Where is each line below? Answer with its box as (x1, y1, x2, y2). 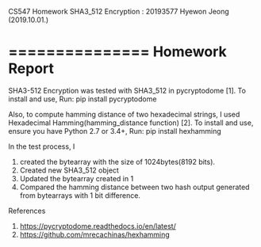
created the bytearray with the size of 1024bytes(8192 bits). (19, 157, 216, 166)
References (8, 206, 46, 215)
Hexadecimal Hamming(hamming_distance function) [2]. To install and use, (8, 118, 254, 127)
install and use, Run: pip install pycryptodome (8, 94, 157, 104)
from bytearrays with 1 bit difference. (19, 190, 141, 200)
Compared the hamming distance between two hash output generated (19, 182, 250, 192)
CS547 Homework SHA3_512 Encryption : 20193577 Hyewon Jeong (8, 7, 230, 16)
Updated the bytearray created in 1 (19, 173, 134, 183)
